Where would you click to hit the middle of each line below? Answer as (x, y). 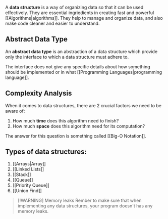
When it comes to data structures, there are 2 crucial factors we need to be (83, 105)
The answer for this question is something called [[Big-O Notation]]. (76, 136)
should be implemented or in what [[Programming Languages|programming (84, 72)
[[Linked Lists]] (28, 169)
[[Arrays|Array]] (29, 164)
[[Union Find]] (27, 191)
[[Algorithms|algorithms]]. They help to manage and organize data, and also (84, 18)
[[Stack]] (22, 174)
